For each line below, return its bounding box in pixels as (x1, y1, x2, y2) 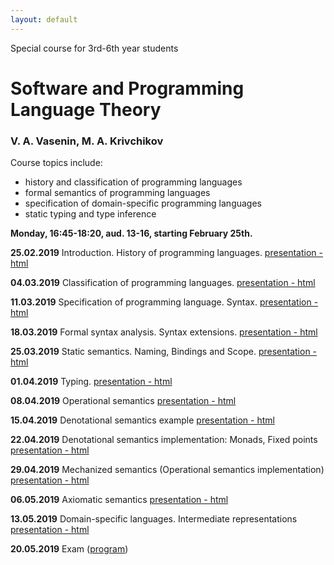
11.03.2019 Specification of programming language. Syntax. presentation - (10, 296, 319, 308)
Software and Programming (10, 77, 245, 100)
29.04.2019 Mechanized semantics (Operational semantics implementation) (10, 464, 325, 476)
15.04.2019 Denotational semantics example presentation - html (10, 414, 275, 426)
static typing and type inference (24, 208, 157, 220)
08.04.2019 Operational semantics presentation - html (10, 395, 237, 407)
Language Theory (10, 98, 162, 121)
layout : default (10, 14, 78, 25)
